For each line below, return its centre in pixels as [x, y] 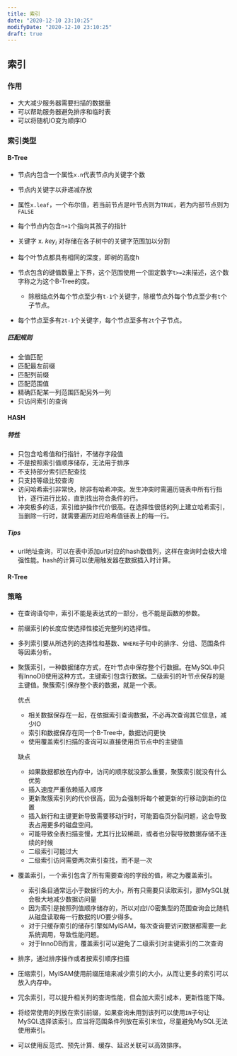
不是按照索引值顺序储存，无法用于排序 [73, 463]
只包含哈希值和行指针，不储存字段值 [70, 454]
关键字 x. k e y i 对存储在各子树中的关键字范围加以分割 [94, 242]
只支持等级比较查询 [46, 481]
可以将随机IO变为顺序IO [52, 120]
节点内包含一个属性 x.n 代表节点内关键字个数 [81, 175]
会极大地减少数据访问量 [62, 899]
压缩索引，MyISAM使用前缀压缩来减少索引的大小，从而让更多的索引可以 [123, 974]
